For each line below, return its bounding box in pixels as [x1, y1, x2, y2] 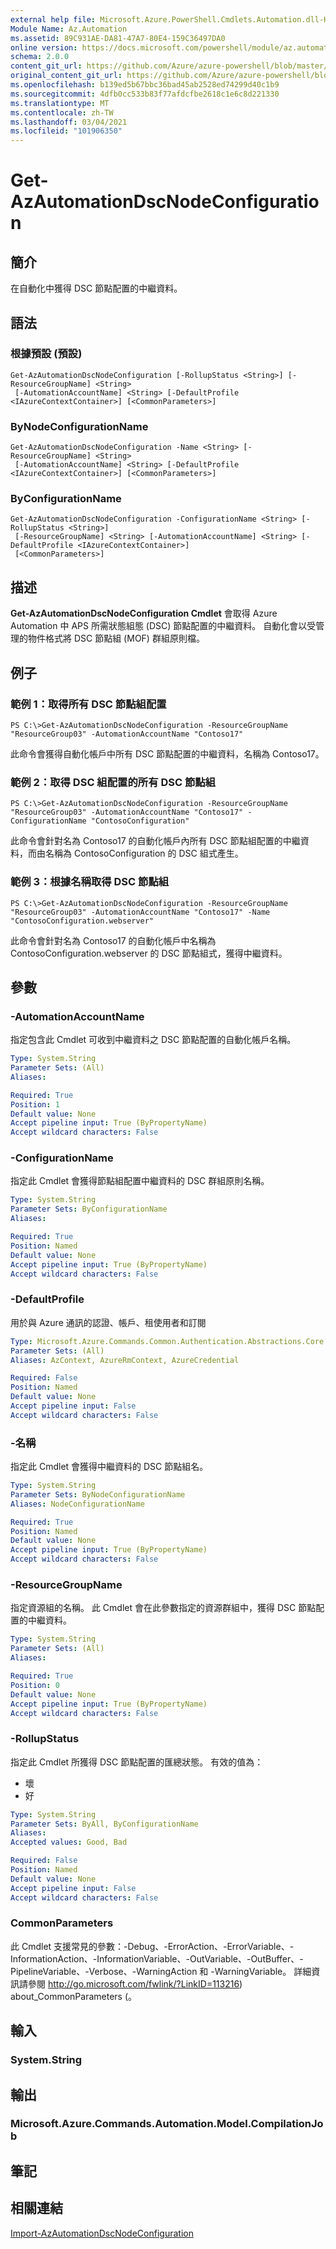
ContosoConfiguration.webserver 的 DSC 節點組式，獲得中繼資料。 [10, 947, 288, 959]
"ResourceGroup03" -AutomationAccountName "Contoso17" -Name [10, 907, 271, 917]
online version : [10, 42, 78, 53]
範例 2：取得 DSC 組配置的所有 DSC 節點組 [10, 775, 216, 789]
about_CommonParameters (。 [10, 1990, 138, 2002]
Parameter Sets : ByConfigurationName [10, 1204, 168, 1215]
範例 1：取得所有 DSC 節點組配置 [10, 697, 167, 711]
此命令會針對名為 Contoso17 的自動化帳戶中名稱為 [10, 934, 217, 946]
